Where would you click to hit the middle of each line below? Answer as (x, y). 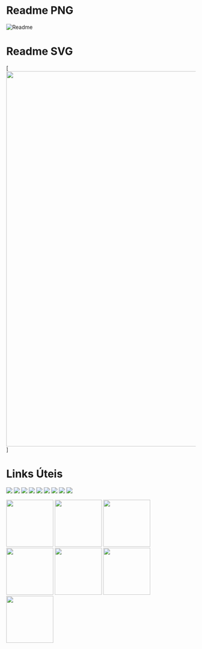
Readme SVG (40, 51)
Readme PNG (40, 11)
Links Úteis (35, 474)
